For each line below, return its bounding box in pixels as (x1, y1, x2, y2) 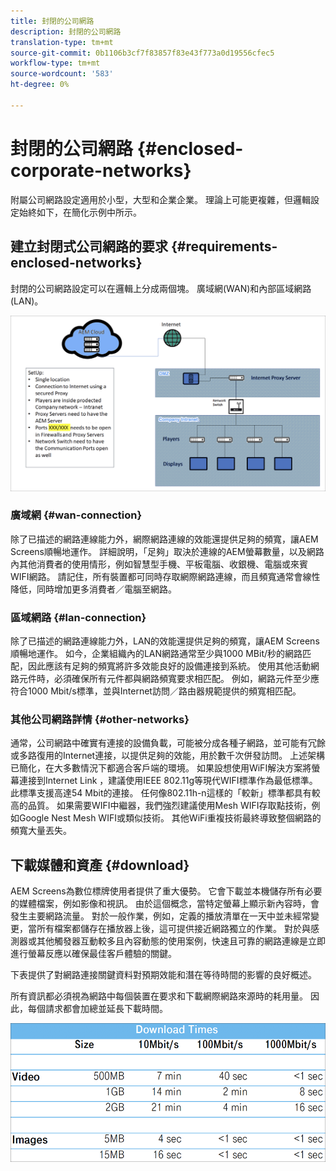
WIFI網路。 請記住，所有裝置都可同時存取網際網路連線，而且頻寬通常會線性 (10, 570, 321, 582)
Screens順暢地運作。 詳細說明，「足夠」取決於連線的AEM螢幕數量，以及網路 (10, 545, 325, 557)
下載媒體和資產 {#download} (10, 856, 190, 874)
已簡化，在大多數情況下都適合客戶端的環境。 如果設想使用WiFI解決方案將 (10, 762, 312, 774)
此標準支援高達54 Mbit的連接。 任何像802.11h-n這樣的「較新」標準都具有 (10, 787, 312, 799)
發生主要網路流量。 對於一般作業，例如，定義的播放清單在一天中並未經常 (10, 910, 311, 922)
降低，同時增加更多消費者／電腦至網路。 (10, 583, 177, 595)
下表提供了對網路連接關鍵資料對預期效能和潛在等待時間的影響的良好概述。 (10, 969, 317, 981)
